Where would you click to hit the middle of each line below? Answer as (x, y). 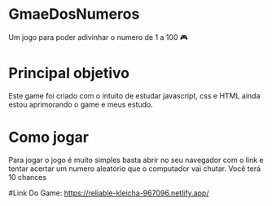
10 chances (28, 177)
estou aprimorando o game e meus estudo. (81, 104)
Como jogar (49, 137)
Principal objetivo (69, 73)
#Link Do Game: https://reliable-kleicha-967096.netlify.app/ (109, 193)
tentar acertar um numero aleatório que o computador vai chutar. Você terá (135, 169)
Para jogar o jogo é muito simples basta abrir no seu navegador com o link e (136, 160)
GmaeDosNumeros (74, 14)
